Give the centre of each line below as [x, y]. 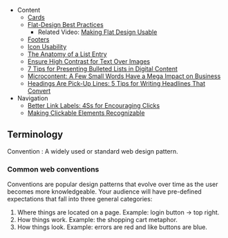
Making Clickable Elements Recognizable [86, 113]
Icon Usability [47, 47]
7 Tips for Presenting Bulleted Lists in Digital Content [103, 69]
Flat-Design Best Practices [65, 25]
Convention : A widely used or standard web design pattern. [93, 151]
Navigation [32, 98]
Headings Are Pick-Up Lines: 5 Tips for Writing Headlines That [116, 83]
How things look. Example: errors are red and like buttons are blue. [112, 227]
